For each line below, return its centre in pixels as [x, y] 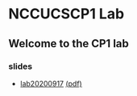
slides [21, 66]
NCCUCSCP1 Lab [66, 14]
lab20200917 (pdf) [51, 83]
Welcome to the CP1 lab [68, 44]
